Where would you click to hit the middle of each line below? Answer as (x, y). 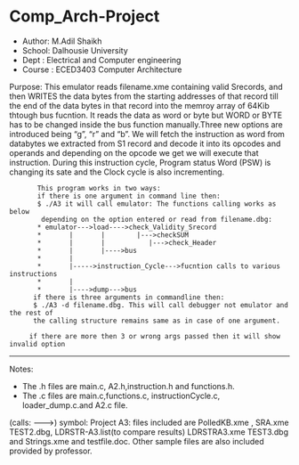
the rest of (31, 313)
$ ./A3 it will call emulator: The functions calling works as (157, 204)
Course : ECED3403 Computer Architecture (102, 69)
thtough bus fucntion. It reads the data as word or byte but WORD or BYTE (146, 115)
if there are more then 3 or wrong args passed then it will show (154, 336)
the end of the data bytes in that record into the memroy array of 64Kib (139, 105)
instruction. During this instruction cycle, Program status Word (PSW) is (140, 162)
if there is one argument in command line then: (129, 196)
